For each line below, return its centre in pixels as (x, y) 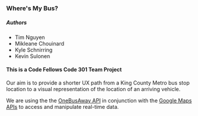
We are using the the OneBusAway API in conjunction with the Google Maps (99, 101)
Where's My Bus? (32, 8)
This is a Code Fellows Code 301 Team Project (64, 70)
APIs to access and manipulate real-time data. (62, 107)
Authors (17, 22)
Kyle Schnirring (34, 50)
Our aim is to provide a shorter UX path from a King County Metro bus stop (98, 83)
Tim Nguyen (30, 37)
